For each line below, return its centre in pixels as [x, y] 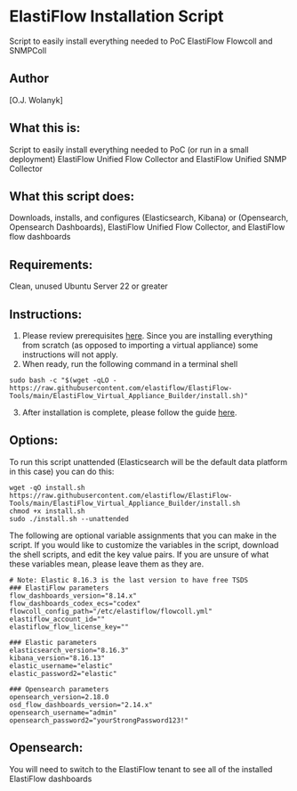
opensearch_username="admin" [63, 713]
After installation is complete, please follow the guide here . [129, 412]
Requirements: [51, 265]
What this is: [45, 128]
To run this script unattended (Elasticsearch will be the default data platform [148, 461]
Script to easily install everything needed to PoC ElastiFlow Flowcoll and [141, 41]
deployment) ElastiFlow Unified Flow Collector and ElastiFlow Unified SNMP [148, 159]
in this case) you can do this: [62, 471]
